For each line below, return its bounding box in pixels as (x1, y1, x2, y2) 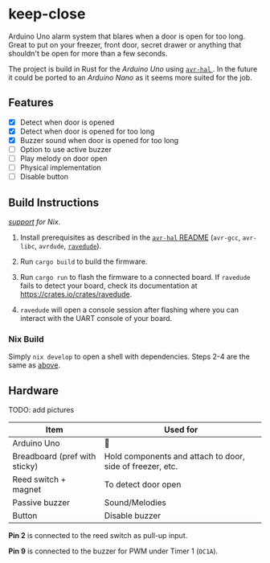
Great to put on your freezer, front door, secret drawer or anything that (8, 39, 242, 49)
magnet (12, 484, 42, 495)
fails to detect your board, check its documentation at (19, 281, 198, 290)
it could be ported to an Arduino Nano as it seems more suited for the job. (8, 72, 253, 82)
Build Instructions (8, 195, 100, 209)
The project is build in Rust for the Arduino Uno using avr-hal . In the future (8, 64, 258, 73)
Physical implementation (19, 162, 102, 173)
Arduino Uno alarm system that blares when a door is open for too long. (8, 31, 246, 41)
